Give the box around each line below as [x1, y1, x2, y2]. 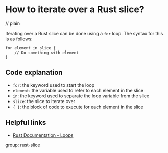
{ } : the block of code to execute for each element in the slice [12, 104, 144, 110]
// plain [5, 20, 20, 27]
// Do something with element [14, 50, 79, 55]
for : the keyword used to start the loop [12, 82, 95, 88]
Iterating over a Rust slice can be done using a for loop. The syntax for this [5, 30, 163, 36]
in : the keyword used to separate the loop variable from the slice [12, 93, 150, 99]
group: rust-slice [5, 142, 40, 148]
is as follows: [5, 36, 33, 42]
